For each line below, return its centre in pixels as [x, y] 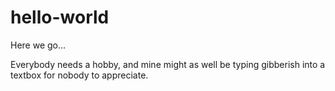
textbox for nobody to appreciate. [79, 75]
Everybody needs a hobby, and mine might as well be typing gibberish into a [168, 64]
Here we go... [38, 45]
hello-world [60, 17]
